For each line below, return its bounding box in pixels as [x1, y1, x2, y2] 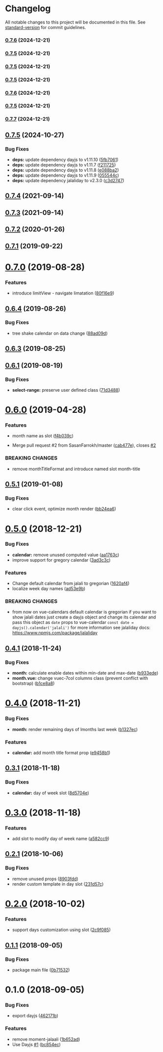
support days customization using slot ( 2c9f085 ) [12, 927, 111, 933]
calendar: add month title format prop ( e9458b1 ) [12, 750, 111, 755]
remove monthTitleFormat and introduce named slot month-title [12, 466, 140, 472]
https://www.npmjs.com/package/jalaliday [12, 630, 98, 636]
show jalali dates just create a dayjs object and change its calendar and [12, 614, 156, 620]
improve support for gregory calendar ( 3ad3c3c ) [12, 557, 111, 563]
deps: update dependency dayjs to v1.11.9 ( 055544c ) [12, 172, 119, 178]
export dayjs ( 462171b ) [12, 1013, 59, 1019]
